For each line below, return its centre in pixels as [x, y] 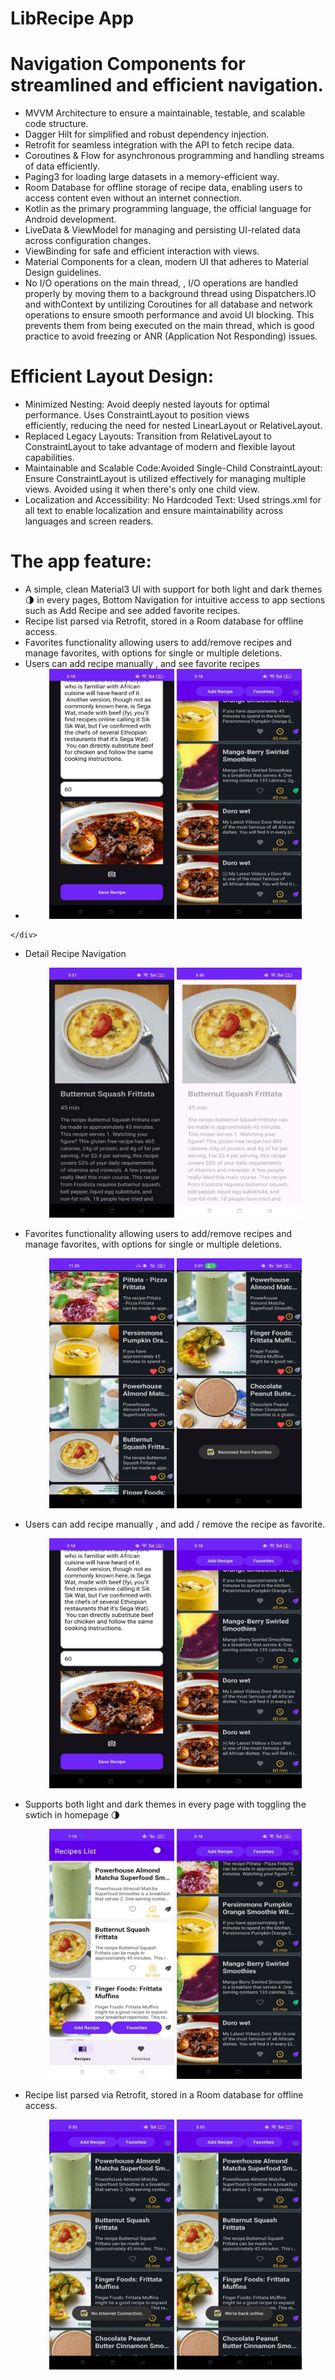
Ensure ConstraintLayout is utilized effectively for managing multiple [165, 479]
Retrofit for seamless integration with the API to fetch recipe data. [159, 145]
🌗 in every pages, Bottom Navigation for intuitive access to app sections [175, 600]
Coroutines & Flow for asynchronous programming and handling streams [174, 156]
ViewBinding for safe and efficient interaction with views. [142, 251]
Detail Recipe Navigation [75, 953]
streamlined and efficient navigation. [167, 85]
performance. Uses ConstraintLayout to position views [137, 415]
